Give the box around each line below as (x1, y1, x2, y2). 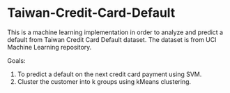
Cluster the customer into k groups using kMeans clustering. (17, 77, 192, 85)
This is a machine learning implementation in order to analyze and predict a (7, 28, 224, 36)
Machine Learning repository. (7, 43, 92, 51)
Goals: (7, 56, 26, 64)
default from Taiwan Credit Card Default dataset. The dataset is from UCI (7, 35, 217, 43)
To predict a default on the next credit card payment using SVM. (17, 70, 202, 78)
